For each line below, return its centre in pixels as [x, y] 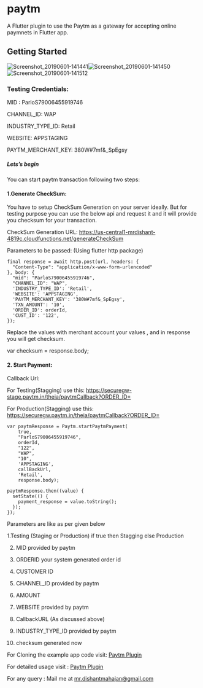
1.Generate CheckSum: [37, 193]
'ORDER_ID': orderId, [40, 310]
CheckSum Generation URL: [42, 232]
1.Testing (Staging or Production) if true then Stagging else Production [96, 536]
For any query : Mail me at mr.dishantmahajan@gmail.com [80, 679]
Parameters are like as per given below [56, 524]
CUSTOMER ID [35, 572]
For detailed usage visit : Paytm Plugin [55, 667]
